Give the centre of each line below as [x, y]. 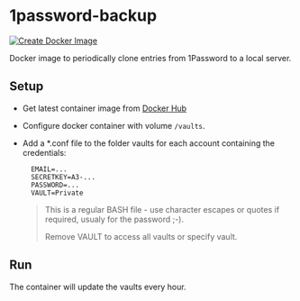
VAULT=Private [57, 193]
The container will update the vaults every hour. [98, 287]
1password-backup [83, 16]
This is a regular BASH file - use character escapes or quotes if [162, 209]
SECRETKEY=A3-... [64, 177]
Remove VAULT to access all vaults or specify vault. [141, 236]
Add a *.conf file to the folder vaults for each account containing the [148, 143]
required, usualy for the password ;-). [114, 219]
